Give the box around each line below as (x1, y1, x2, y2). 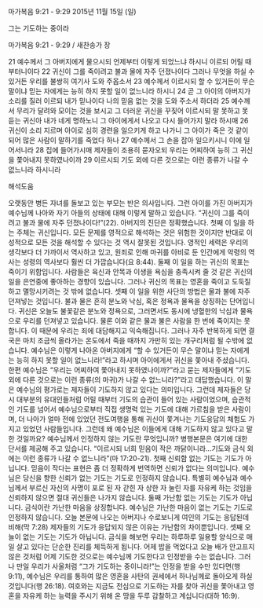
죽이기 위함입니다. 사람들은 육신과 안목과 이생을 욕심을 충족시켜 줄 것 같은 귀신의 (8, 267, 254, 277)
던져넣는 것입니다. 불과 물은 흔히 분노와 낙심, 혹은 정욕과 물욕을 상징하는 (8, 297, 228, 306)
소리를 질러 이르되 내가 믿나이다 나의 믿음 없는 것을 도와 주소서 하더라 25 (8, 97, 230, 105)
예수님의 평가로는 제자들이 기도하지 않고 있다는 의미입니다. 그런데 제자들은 (16, 385, 243, 394)
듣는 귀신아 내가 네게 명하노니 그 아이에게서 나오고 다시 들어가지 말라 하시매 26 (8, 116, 249, 125)
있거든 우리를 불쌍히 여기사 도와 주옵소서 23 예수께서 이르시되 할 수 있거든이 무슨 (8, 77, 255, 86)
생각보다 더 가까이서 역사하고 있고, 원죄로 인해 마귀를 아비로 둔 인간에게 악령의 (8, 247, 247, 257)
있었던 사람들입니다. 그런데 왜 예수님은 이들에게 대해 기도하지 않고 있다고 (22, 424, 245, 434)
